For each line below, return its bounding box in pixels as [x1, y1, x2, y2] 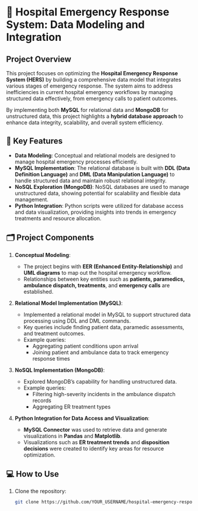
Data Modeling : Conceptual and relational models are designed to [14, 152, 176, 159]
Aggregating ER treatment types [32, 403, 111, 410]
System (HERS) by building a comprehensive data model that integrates [6, 76, 181, 83]
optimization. [23, 451, 56, 458]
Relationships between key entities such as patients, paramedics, [23, 275, 185, 282]
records [32, 397, 51, 404]
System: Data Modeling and [6, 18, 145, 31]
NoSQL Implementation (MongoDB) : [14, 367, 105, 374]
